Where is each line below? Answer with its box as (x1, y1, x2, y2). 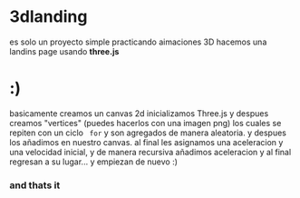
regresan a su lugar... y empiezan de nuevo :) (9, 156, 179, 167)
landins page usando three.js (9, 45, 120, 56)
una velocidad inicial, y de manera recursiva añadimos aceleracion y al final (9, 146, 292, 157)
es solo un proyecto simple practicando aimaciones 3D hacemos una (9, 36, 267, 47)
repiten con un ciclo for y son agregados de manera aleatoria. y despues (9, 127, 287, 138)
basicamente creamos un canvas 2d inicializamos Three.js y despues (9, 107, 269, 119)
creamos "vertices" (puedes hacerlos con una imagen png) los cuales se (9, 117, 282, 128)
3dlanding (9, 6, 88, 27)
